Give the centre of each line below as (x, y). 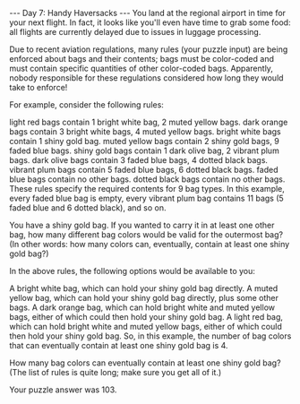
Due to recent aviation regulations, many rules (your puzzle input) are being (149, 49)
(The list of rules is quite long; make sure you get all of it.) (116, 372)
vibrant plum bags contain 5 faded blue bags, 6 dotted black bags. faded (144, 170)
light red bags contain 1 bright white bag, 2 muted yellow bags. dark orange (149, 122)
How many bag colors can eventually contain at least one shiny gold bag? (145, 363)
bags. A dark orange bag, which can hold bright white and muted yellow (142, 307)
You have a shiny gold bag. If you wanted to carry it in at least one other (142, 225)
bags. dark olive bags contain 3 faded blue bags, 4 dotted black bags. (139, 160)
